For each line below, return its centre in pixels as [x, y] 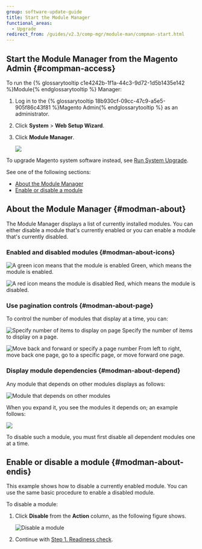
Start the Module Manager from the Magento [92, 59]
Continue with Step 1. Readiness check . [64, 539]
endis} [19, 472]
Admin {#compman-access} [61, 68]
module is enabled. [30, 272]
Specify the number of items [157, 331]
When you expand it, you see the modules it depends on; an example [92, 407]
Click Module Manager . [45, 137]
